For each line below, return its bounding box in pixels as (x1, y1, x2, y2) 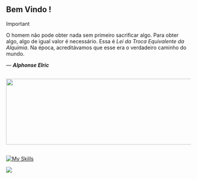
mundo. (6, 50, 25, 57)
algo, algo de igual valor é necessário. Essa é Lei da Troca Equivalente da (6, 37, 185, 44)
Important (6, 20, 30, 27)
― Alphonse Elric (6, 61, 49, 68)
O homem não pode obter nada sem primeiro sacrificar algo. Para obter (6, 32, 179, 39)
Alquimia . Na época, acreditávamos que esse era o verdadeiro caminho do (6, 44, 186, 51)
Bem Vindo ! (6, 5, 52, 15)
